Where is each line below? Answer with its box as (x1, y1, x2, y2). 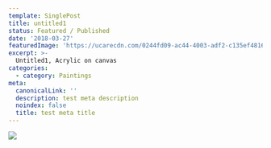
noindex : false (15, 101, 67, 109)
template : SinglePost (8, 11, 81, 20)
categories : (8, 64, 48, 72)
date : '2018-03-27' (8, 34, 74, 43)
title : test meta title (15, 109, 95, 117)
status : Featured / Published (8, 27, 110, 35)
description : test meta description (15, 94, 139, 102)
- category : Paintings (15, 72, 92, 80)
